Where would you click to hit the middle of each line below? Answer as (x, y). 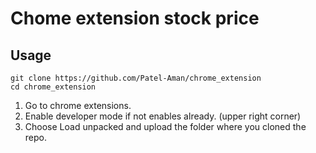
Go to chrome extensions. (78, 105)
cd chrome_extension (53, 87)
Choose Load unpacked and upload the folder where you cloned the (165, 126)
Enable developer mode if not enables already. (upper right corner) (163, 116)
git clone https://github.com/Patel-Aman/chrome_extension (136, 78)
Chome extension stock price (135, 18)
